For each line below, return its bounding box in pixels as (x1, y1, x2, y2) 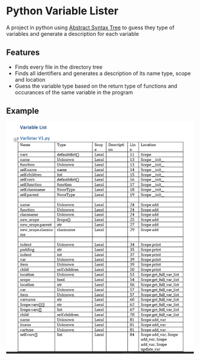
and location (14, 76, 46, 83)
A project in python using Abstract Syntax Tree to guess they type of (6, 24, 174, 31)
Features (6, 48, 40, 58)
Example (6, 106, 39, 116)
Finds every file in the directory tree (14, 63, 103, 70)
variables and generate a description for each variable (6, 30, 139, 37)
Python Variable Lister (6, 4, 119, 18)
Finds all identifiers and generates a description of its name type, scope (14, 70, 191, 77)
